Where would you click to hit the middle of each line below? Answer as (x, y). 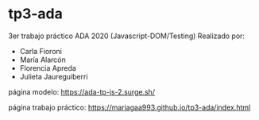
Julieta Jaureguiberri (54, 76)
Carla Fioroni (41, 51)
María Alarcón (43, 60)
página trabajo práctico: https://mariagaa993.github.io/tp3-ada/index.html (129, 107)
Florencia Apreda (48, 68)
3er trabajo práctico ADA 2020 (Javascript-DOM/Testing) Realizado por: (126, 36)
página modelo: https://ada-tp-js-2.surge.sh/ (82, 91)
